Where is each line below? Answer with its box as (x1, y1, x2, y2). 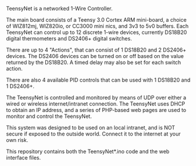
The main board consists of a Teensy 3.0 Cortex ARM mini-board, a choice (6, 16, 187, 23)
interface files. (6, 154, 41, 161)
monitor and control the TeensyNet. (6, 113, 92, 120)
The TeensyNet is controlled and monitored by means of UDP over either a (6, 94, 187, 101)
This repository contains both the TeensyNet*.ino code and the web (6, 148, 170, 155)
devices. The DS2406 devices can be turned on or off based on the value (6, 53, 184, 59)
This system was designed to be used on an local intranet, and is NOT (6, 124, 175, 131)
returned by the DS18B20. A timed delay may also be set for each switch (6, 59, 181, 66)
